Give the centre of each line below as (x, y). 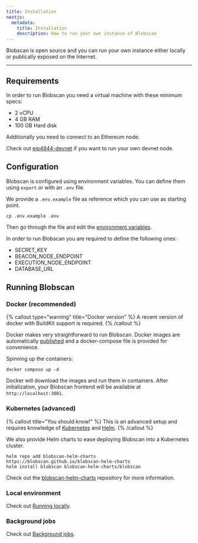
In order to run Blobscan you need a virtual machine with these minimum (94, 95)
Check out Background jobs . (41, 534)
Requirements (32, 81)
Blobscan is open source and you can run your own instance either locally (96, 50)
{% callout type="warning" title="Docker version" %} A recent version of (95, 317)
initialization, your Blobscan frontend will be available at (74, 387)
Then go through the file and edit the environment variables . (79, 227)
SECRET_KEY (31, 250)
